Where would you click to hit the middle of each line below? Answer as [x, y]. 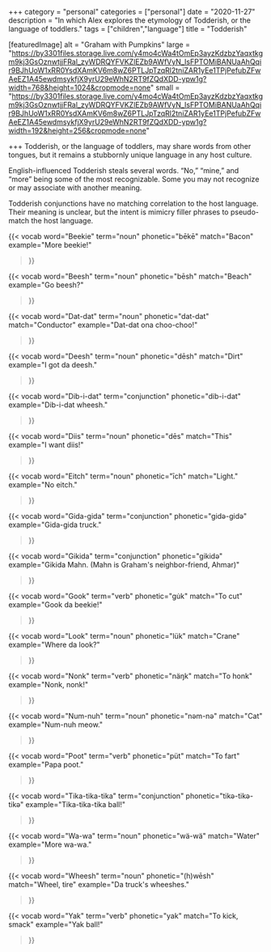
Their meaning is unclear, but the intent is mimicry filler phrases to [119, 212]
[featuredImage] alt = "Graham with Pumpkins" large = [99, 45]
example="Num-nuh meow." [56, 725]
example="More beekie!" [50, 245]
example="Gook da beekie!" [55, 605]
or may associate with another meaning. [75, 188]
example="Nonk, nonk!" [49, 684]
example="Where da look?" [54, 644]
